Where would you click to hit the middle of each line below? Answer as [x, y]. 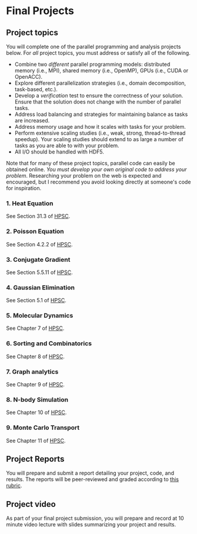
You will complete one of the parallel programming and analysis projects [94, 46]
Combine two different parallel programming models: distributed [92, 64]
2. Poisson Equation [35, 232]
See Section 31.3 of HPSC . [38, 216]
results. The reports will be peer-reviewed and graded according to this [93, 479]
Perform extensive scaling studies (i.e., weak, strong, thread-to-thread [100, 133]
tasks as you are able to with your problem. [67, 146]
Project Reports [35, 459]
